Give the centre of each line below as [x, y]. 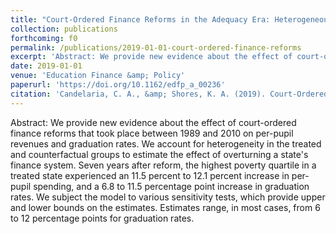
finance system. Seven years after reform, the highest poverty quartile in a [163, 165]
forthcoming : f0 [44, 38]
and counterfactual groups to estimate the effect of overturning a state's [159, 154]
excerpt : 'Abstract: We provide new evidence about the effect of [151, 57]
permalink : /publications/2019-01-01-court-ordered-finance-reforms [156, 47]
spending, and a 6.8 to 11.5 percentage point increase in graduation [171, 186]
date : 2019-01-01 [46, 66]
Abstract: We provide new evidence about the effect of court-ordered [153, 122]
